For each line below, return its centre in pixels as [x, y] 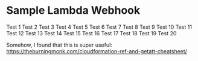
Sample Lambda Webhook [73, 10]
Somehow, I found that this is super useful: [59, 45]
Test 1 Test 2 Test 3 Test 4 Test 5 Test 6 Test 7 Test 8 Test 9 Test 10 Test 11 [99, 27]
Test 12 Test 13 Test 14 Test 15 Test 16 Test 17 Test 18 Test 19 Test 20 [91, 33]
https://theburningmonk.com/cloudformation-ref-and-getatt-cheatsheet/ [97, 51]
